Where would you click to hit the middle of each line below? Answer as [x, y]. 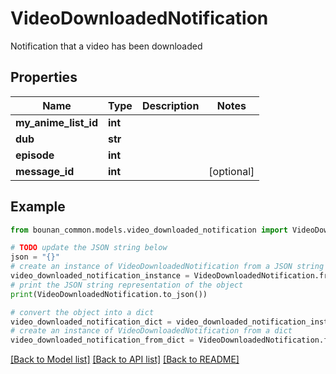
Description [170, 105]
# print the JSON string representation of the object [127, 285]
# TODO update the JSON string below [89, 248]
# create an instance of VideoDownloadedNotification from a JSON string [167, 267]
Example [38, 207]
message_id [45, 171]
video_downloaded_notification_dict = [91, 322]
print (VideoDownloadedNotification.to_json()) [109, 294]
